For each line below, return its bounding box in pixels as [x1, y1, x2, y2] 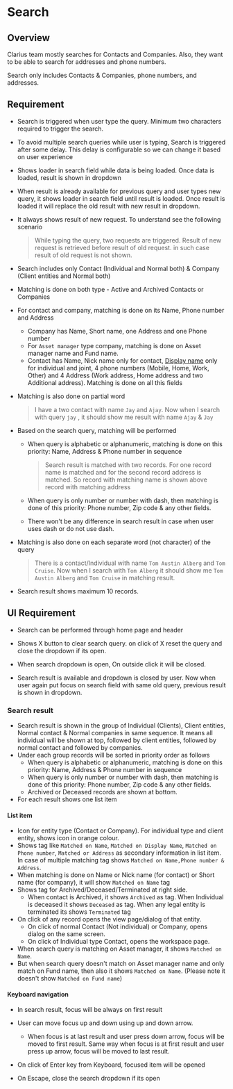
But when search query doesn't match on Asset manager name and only [17, 960, 225, 968]
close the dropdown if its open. [17, 646, 107, 655]
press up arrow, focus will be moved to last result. [27, 1047, 170, 1056]
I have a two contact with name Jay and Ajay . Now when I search [34, 405, 221, 414]
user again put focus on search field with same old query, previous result [17, 680, 227, 689]
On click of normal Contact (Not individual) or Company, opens [27, 922, 208, 931]
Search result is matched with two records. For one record [44, 460, 212, 469]
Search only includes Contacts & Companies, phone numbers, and [7, 71, 197, 79]
